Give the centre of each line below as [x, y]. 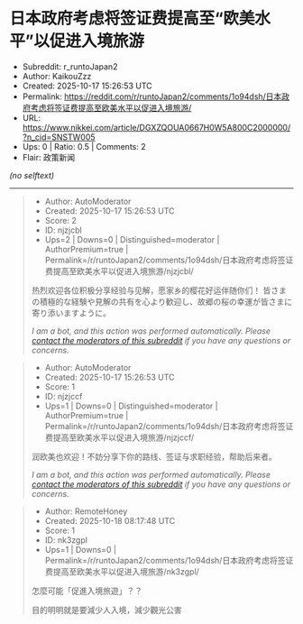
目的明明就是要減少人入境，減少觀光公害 [106, 610]
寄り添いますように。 [71, 313]
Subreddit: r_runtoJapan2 [70, 66]
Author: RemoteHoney [86, 511]
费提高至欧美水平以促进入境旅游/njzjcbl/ [119, 271]
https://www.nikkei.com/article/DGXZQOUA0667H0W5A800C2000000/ [156, 127]
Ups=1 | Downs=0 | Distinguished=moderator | [131, 406]
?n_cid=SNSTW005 [59, 137]
